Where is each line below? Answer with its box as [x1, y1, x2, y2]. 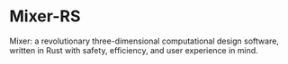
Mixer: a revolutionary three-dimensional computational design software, [9, 36, 279, 46]
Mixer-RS [9, 6, 81, 27]
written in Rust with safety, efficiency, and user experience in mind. [9, 44, 258, 55]
